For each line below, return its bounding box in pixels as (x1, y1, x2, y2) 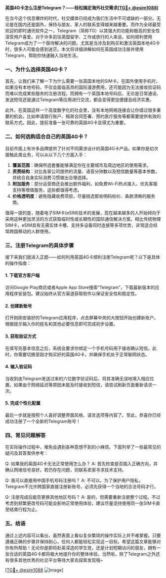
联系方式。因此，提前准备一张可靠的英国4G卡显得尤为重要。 (5, 120, 128, 126)
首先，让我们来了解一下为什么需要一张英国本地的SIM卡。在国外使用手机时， (5, 78, 161, 84)
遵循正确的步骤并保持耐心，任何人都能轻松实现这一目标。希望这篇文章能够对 (5, 538, 161, 544)
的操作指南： (5, 260, 31, 266)
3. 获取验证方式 (5, 333, 37, 339)
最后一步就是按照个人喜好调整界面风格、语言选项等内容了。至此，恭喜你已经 (5, 412, 161, 418)
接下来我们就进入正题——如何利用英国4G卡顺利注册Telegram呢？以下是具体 (5, 254, 161, 260)
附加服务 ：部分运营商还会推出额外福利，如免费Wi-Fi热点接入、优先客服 (12, 181, 158, 187)
